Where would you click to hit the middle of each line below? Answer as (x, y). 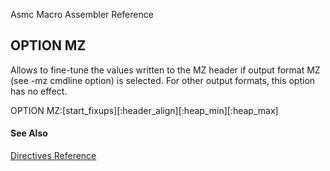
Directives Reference (53, 156)
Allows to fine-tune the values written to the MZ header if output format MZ (165, 70)
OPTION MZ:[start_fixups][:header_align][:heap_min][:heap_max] (144, 110)
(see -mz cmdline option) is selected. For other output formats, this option (163, 80)
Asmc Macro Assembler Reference (82, 14)
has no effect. (39, 91)
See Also (29, 133)
